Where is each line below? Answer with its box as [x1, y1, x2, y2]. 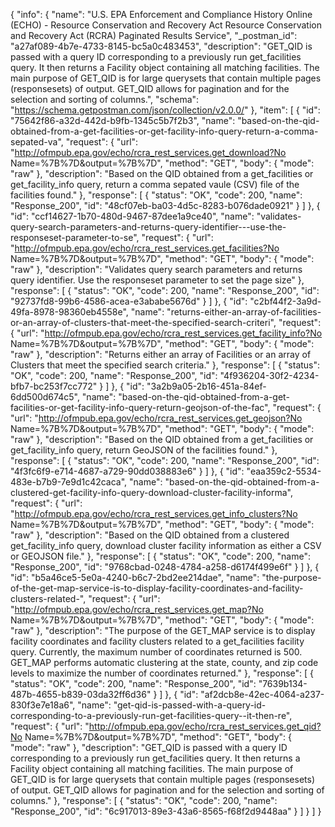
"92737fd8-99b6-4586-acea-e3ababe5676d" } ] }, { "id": [10, 295, 248, 307]
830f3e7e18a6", [10, 699, 76, 711]
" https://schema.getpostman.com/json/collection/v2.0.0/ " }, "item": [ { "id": [10, 104, 321, 116]
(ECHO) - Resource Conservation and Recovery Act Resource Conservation [10, 19, 322, 31]
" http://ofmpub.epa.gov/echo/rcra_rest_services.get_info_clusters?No [10, 508, 298, 519]
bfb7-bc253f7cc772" [10, 380, 98, 392]
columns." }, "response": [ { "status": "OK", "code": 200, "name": [10, 795, 278, 806]
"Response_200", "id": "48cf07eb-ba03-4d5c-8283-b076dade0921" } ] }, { [10, 200, 321, 211]
